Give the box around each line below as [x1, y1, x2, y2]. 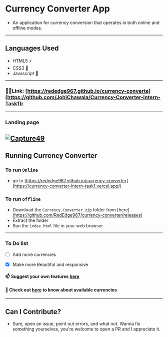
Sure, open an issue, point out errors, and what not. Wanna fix [12, 321, 140, 327]
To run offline [5, 195, 41, 202]
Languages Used [5, 44, 59, 53]
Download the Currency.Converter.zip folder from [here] [12, 207, 130, 213]
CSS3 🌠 [12, 65, 28, 71]
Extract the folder [12, 217, 48, 223]
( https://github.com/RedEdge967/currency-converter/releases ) [12, 212, 143, 218]
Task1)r [5, 100, 24, 107]
